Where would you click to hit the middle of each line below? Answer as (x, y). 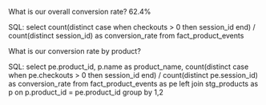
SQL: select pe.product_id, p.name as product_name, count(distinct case (129, 67)
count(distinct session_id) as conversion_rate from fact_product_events (126, 36)
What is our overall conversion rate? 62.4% (80, 12)
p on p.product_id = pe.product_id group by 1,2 (86, 92)
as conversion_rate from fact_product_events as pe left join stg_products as (133, 84)
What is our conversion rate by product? (75, 51)
